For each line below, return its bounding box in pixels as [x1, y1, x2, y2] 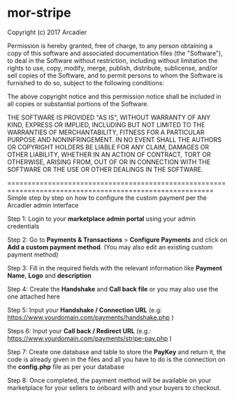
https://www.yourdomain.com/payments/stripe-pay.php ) [7, 334, 173, 342]
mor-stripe [7, 5, 71, 21]
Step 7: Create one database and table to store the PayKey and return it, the [7, 347, 226, 356]
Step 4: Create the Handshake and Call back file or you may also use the [7, 284, 219, 293]
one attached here [7, 292, 61, 300]
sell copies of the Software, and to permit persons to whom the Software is [7, 71, 224, 80]
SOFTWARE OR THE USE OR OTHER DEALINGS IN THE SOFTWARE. [7, 165, 203, 173]
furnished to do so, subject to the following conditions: [7, 78, 164, 87]
